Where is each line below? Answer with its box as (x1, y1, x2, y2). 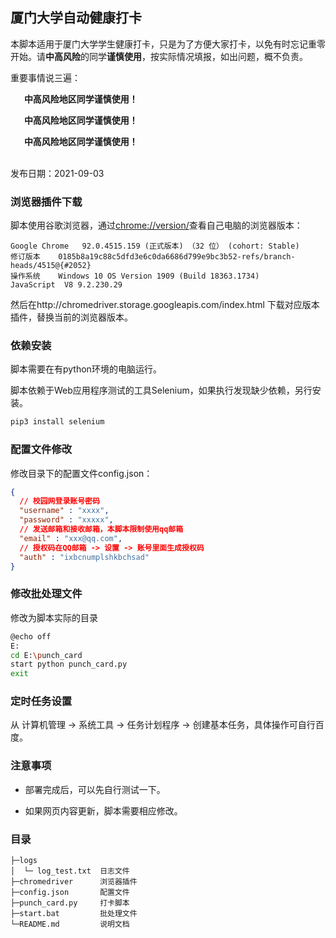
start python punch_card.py (10, 659, 128, 670)
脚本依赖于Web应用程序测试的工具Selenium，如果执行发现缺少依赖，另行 (10, 384, 313, 397)
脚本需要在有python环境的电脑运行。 (10, 363, 162, 375)
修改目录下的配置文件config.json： (10, 467, 153, 479)
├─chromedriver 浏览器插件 (10, 877, 138, 887)
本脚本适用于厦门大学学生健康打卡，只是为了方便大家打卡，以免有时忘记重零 (10, 38, 326, 50)
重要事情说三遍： (10, 71, 81, 83)
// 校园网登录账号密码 (19, 496, 100, 507)
